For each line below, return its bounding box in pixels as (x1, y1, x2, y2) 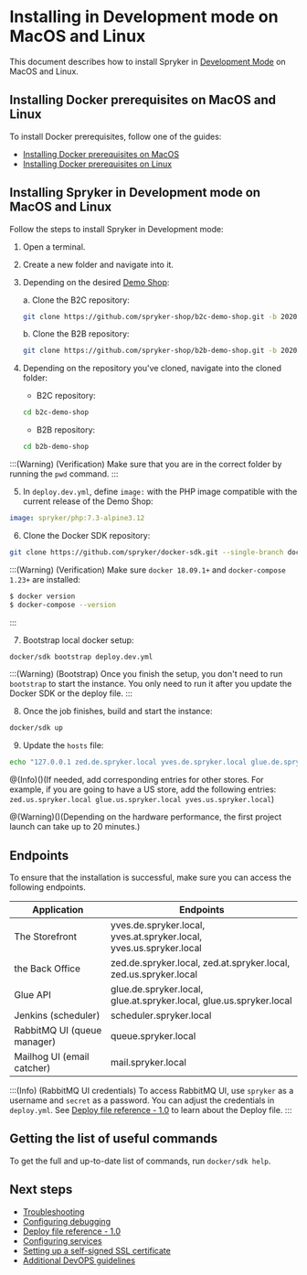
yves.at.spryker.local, (111, 930, 203, 943)
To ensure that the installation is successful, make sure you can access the (9, 872, 292, 883)
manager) (14, 1035, 57, 1048)
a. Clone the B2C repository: (22, 295, 131, 305)
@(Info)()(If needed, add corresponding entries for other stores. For (9, 775, 264, 786)
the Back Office (14, 962, 80, 975)
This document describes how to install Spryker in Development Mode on (9, 56, 286, 67)
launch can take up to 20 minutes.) (9, 821, 141, 832)
